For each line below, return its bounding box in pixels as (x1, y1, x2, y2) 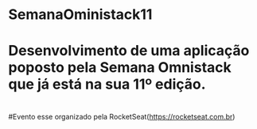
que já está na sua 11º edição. (8, 75, 206, 93)
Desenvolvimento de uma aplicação (8, 42, 250, 60)
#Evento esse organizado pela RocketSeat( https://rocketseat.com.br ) (8, 112, 236, 121)
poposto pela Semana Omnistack (8, 59, 232, 77)
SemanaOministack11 (8, 6, 153, 24)
